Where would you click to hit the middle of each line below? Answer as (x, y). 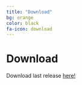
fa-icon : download (29, 29)
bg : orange (20, 18)
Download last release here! (41, 76)
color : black (23, 23)
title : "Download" (29, 12)
